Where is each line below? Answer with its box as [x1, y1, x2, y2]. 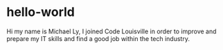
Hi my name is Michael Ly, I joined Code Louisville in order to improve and [6, 27, 217, 35]
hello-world [6, 4, 75, 20]
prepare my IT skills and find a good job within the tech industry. [6, 34, 190, 42]
